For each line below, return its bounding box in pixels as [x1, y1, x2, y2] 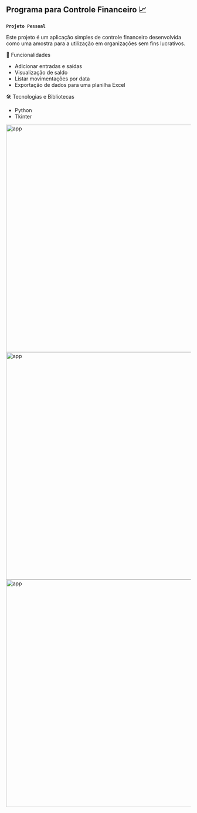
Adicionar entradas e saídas [14, 62, 83, 69]
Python [14, 106, 32, 113]
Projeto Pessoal [6, 23, 46, 29]
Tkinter [14, 113, 32, 120]
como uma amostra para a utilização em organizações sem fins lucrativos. [6, 40, 186, 47]
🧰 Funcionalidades [6, 51, 51, 58]
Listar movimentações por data [14, 75, 90, 82]
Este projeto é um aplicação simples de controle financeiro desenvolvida [6, 33, 182, 41]
